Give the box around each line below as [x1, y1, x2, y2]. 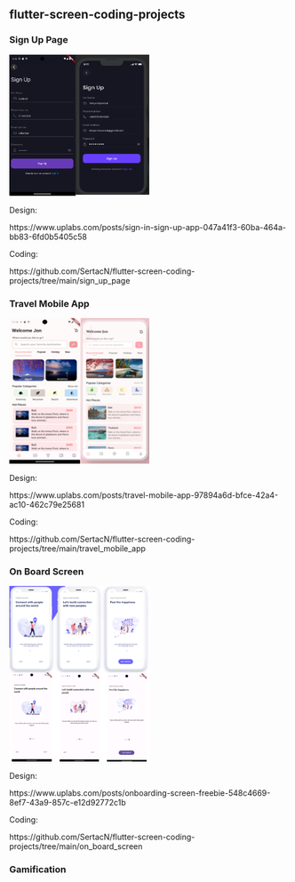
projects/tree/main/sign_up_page [9, 275, 131, 285]
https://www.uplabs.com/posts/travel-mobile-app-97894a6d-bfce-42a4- [9, 490, 279, 501]
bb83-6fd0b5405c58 [9, 231, 87, 242]
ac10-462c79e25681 [9, 500, 85, 510]
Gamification [9, 862, 67, 875]
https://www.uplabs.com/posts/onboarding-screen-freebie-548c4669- [9, 787, 271, 798]
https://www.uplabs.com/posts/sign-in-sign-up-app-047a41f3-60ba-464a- [9, 221, 287, 232]
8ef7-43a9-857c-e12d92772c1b [9, 797, 126, 807]
